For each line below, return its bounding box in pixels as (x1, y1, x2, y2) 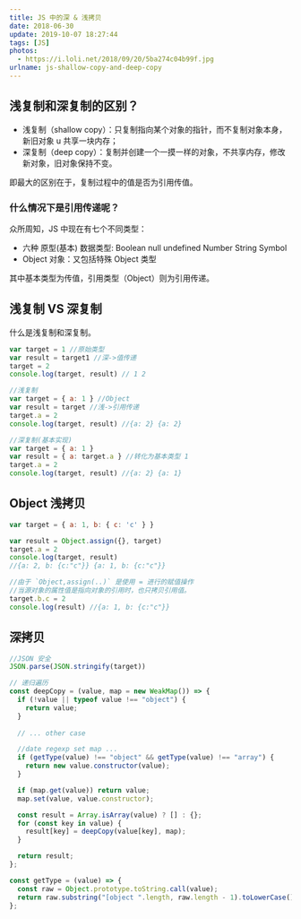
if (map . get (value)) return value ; (17, 785, 150, 794)
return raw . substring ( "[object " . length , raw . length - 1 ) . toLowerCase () (17, 893, 295, 902)
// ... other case (17, 728, 87, 738)
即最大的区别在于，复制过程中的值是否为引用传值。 (9, 177, 198, 187)
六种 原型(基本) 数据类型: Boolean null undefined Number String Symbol (21, 242, 288, 253)
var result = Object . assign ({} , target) (9, 536, 163, 545)
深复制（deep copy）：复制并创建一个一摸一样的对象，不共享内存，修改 (21, 146, 286, 157)
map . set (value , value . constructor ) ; (17, 794, 154, 803)
